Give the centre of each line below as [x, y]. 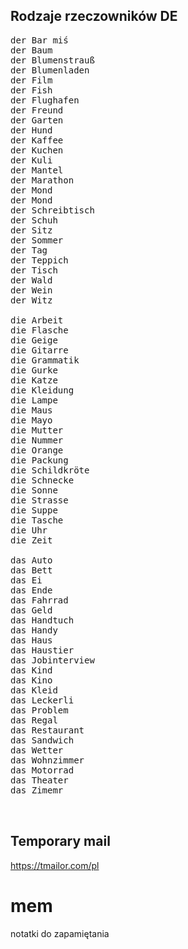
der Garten [37, 120]
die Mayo [31, 420]
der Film [31, 80]
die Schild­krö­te [50, 470]
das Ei [26, 580]
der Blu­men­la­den [50, 70]
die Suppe [34, 510]
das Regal [34, 720]
